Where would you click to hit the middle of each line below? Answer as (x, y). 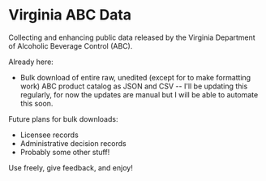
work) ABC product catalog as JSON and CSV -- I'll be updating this (134, 86)
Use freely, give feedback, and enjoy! (71, 167)
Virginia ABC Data (70, 15)
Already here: (31, 62)
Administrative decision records (73, 143)
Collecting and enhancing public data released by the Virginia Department (132, 37)
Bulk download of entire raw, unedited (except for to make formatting (135, 77)
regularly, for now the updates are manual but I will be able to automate (139, 94)
